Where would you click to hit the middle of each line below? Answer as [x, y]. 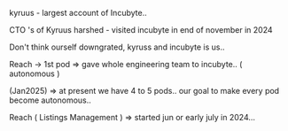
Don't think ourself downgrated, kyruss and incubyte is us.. [117, 47]
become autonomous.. [50, 100]
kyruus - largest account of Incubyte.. [78, 13]
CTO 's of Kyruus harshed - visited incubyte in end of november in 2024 [141, 30]
